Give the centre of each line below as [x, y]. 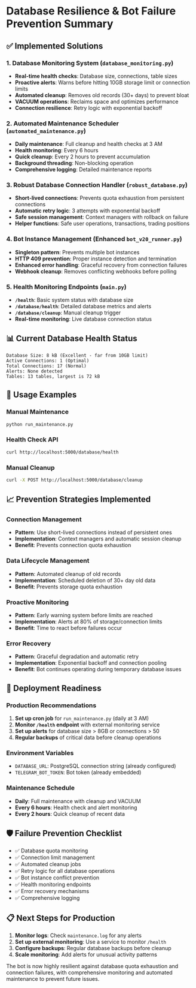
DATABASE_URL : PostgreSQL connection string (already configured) [95, 766]
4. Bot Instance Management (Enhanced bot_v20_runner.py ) [94, 239]
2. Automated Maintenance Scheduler [63, 123]
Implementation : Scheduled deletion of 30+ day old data [85, 580]
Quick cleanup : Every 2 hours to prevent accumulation [82, 157]
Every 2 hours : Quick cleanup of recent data [70, 813]
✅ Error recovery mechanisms [52, 891]
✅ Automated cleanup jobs [48, 864]
